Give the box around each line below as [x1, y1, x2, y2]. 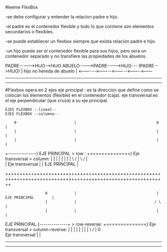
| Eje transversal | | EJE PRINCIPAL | [5, 161, 79, 167]
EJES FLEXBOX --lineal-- [5, 107, 57, 112]
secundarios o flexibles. [5, 29, 54, 34]
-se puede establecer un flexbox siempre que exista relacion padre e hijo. [5, 38, 156, 44]
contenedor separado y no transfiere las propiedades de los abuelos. [5, 53, 147, 59]
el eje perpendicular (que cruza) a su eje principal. [5, 98, 108, 103]
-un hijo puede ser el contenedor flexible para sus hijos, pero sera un [5, 48, 147, 54]
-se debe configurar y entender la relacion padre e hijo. [5, 14, 119, 19]
